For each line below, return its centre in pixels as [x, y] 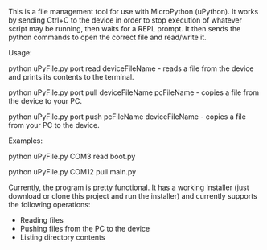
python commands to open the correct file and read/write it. [107, 37]
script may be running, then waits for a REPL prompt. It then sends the [125, 29]
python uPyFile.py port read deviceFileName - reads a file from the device [131, 68]
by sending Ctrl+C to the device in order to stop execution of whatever [125, 20]
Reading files [42, 220]
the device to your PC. [45, 101]
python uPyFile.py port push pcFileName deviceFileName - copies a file [127, 117]
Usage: [20, 53]
